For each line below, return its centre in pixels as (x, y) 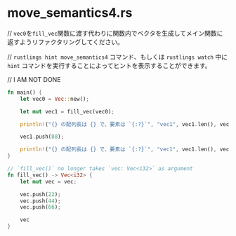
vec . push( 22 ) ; (40, 194)
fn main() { (25, 92)
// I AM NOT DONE (34, 79)
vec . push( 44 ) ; (40, 201)
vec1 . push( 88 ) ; (42, 137)
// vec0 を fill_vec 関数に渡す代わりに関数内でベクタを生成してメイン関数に (115, 33)
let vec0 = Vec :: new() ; (55, 99)
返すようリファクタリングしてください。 (66, 42)
